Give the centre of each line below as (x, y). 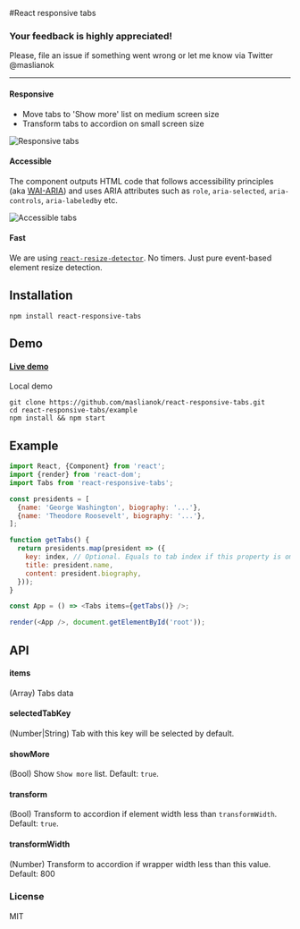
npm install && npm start (57, 418)
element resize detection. (56, 267)
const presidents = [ (50, 499)
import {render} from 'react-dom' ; (75, 474)
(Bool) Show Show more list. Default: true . (84, 774)
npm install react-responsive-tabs (75, 316)
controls (25, 200)
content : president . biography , (83, 573)
